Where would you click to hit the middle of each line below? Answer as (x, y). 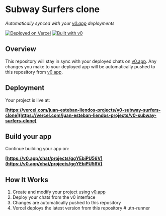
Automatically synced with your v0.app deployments (60, 23)
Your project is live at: (28, 100)
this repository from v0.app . (34, 72)
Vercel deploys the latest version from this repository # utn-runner (81, 208)
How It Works (27, 180)
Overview (21, 49)
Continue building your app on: (37, 149)
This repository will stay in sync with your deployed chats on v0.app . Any (81, 61)
